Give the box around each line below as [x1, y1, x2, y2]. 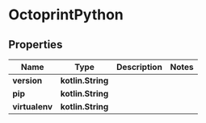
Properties [8, 38, 63, 51]
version [12, 75, 43, 86]
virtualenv [12, 101, 53, 112]
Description [116, 62, 163, 72]
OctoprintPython [8, 6, 124, 24]
